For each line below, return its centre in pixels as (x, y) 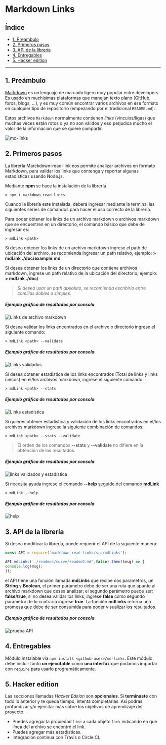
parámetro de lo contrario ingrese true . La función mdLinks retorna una (78, 601)
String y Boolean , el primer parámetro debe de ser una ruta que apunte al (80, 585)
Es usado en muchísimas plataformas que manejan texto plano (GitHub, (78, 98)
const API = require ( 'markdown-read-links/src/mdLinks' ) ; (66, 553)
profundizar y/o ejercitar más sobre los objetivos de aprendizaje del (74, 707)
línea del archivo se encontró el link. (49, 727)
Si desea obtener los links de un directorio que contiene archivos (71, 268)
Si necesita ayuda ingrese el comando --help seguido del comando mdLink (82, 484)
